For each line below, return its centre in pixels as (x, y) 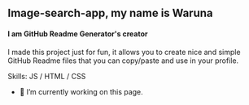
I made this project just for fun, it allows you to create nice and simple (124, 52)
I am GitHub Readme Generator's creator (78, 34)
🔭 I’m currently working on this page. (81, 91)
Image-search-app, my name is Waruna (110, 13)
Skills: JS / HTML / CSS (47, 76)
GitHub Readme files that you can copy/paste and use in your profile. (123, 61)
